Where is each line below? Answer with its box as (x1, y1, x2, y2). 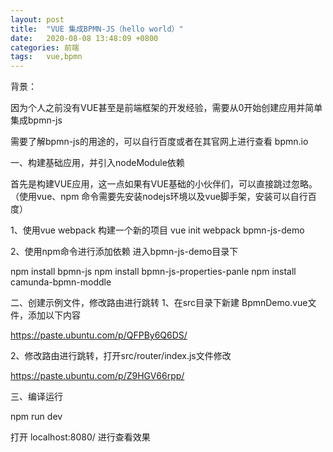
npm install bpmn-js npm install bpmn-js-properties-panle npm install (10, 266, 297, 278)
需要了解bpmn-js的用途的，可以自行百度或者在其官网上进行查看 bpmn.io (10, 136, 309, 148)
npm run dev (10, 411, 63, 423)
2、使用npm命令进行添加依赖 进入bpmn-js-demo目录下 (10, 246, 239, 258)
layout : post (10, 14, 65, 25)
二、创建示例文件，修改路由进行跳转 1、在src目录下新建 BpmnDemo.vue (10, 297, 308, 309)
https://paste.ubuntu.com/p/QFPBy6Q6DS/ (10, 329, 188, 341)
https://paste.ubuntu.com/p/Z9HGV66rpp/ (10, 370, 185, 382)
